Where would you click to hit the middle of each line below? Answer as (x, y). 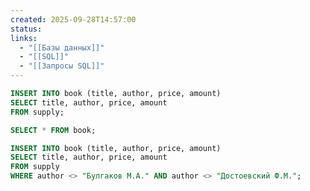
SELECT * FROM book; (53, 130)
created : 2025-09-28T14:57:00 (73, 19)
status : (26, 29)
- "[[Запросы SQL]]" (62, 66)
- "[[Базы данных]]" (62, 47)
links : (24, 38)
